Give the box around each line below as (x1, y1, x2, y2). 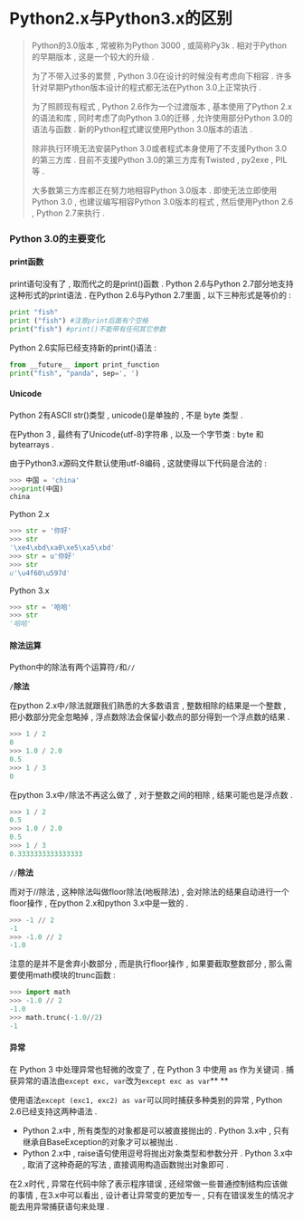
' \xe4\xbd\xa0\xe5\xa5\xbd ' (9, 543, 116, 552)
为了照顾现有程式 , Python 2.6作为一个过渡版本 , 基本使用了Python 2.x (31, 101, 292, 111)
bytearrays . (9, 438, 54, 449)
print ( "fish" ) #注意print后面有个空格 (9, 316, 149, 325)
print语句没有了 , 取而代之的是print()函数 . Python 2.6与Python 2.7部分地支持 (9, 278, 294, 290)
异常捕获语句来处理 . (33, 1201, 109, 1212)
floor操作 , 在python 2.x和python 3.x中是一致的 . (9, 898, 189, 908)
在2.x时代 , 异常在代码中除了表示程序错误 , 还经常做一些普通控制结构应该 (9, 1178, 280, 1189)
